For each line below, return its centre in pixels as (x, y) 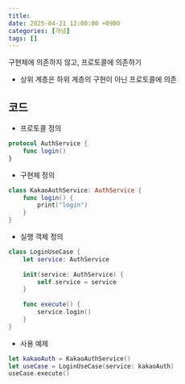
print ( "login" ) (63, 205)
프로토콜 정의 (41, 128)
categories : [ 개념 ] (39, 31)
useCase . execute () (39, 374)
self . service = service (77, 282)
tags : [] (23, 38)
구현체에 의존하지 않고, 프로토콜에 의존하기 (75, 62)
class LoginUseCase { (45, 252)
